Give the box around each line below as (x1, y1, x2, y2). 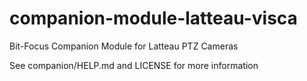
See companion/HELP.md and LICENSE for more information (9, 59, 259, 71)
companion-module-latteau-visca (9, 7, 298, 30)
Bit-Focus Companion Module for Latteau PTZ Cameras (9, 40, 239, 52)
